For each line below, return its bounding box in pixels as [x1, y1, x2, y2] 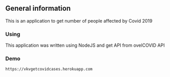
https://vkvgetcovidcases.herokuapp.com [5, 67, 93, 72]
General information [5, 4, 71, 13]
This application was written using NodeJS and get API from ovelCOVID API [5, 42, 165, 48]
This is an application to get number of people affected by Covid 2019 [5, 17, 153, 24]
